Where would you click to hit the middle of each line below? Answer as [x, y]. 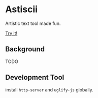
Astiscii [22, 9]
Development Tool [35, 77]
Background [25, 49]
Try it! [11, 33]
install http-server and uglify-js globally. [50, 89]
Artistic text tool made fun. [33, 23]
